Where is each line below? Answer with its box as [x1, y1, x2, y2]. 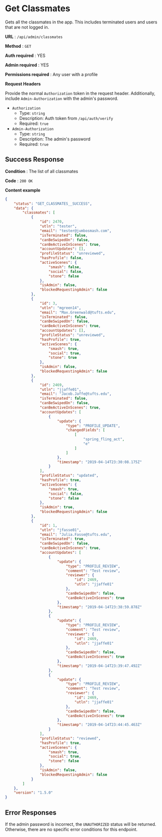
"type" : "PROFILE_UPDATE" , [65, 423, 120, 428]
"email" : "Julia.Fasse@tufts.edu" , [39, 532, 112, 537]
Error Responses [5, 808, 57, 817]
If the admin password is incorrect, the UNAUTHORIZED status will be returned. [5, 821, 157, 827]
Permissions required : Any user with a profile [5, 71, 98, 77]
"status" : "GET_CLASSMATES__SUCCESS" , [14, 201, 92, 206]
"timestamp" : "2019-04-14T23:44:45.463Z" [57, 722, 142, 727]
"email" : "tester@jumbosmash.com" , [39, 228, 112, 233]
